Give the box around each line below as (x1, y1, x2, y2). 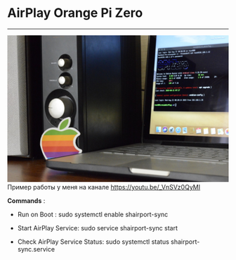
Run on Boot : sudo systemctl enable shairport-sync (17, 210, 169, 219)
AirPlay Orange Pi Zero (7, 5, 143, 21)
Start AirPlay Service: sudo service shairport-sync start (17, 224, 178, 233)
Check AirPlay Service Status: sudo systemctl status (17, 237, 170, 246)
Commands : (7, 197, 46, 205)
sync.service (17, 245, 55, 254)
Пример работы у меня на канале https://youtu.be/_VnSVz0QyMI (7, 183, 201, 192)
